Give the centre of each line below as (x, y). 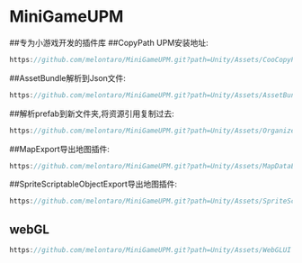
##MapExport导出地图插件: (59, 149)
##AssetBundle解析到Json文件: (67, 77)
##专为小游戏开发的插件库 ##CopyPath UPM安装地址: (109, 42)
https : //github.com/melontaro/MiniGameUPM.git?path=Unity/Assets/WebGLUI (151, 250)
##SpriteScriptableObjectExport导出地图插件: (93, 184)
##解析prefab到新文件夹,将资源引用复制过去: (92, 113)
